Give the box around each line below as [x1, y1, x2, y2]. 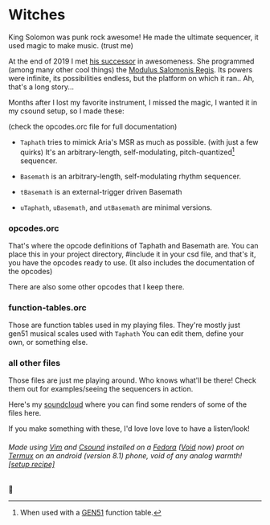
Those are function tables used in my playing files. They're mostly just [8, 320, 241, 330]
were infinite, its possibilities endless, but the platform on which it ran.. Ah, [8, 73, 255, 83]
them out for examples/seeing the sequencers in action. [8, 384, 194, 394]
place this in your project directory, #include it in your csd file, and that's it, [8, 249, 256, 259]
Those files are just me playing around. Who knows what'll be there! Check [8, 375, 257, 385]
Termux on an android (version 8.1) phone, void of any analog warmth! [8, 451, 243, 461]
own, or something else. [8, 338, 88, 347]
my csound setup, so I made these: [8, 106, 125, 116]
